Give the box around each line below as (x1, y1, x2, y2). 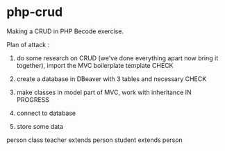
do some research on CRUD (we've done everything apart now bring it (16, 53, 219, 62)
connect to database (16, 109, 76, 117)
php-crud (6, 4, 63, 20)
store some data (16, 122, 64, 130)
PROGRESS (16, 95, 50, 104)
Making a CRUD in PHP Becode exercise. (6, 27, 124, 35)
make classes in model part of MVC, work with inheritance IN (16, 88, 192, 96)
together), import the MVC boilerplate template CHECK (16, 61, 174, 69)
